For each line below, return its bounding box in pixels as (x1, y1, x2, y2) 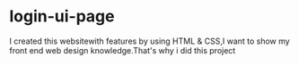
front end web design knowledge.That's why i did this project (9, 45, 236, 55)
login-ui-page (9, 6, 115, 27)
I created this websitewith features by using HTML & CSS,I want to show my (9, 36, 290, 46)
